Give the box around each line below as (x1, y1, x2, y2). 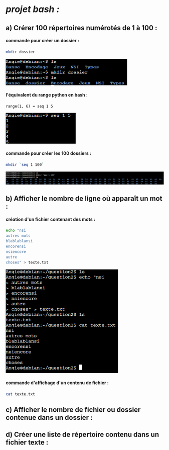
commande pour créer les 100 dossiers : (6, 150, 92, 156)
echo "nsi (6, 228, 27, 233)
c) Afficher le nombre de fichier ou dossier (6, 405, 141, 414)
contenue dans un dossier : (6, 413, 93, 422)
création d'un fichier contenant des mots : (6, 216, 96, 222)
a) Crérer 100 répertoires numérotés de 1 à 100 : (6, 24, 157, 32)
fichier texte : (6, 438, 49, 447)
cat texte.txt (6, 391, 36, 397)
